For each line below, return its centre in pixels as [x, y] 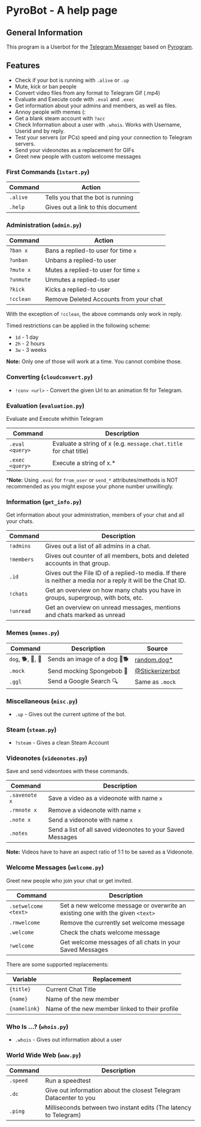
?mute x [20, 270]
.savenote [23, 795]
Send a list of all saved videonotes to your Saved [116, 830]
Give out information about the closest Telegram [113, 1090]
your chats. [20, 521]
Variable [25, 979]
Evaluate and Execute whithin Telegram [55, 419]
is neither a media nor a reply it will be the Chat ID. [116, 581]
